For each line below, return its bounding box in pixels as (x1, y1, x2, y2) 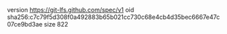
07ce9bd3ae (7, 20, 43, 28)
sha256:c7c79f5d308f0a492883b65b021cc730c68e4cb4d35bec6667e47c (7, 13, 220, 21)
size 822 (44, 20, 68, 28)
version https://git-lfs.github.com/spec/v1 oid (7, 6, 135, 14)
